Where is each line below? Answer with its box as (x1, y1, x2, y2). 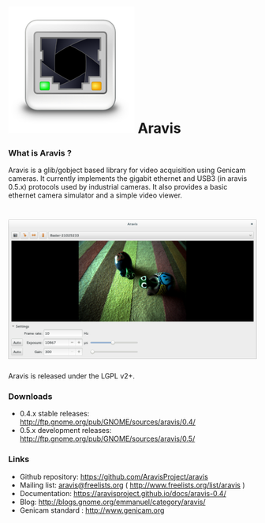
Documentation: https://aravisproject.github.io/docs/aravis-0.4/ (19, 488, 226, 498)
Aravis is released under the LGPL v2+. (8, 371, 136, 381)
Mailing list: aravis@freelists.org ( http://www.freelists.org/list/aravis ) (19, 480, 245, 490)
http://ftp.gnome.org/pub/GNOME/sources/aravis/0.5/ (19, 434, 196, 444)
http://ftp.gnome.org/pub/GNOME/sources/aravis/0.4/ (19, 417, 196, 427)
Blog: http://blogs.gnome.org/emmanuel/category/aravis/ (19, 497, 206, 506)
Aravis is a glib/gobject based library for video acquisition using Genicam (8, 165, 246, 175)
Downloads (8, 390, 53, 401)
